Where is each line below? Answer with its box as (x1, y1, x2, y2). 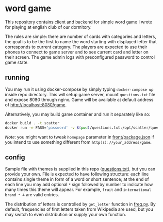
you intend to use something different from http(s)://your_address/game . (5, 139, 152, 145)
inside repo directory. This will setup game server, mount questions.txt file (5, 91, 156, 97)
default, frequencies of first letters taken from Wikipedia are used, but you (5, 206, 153, 212)
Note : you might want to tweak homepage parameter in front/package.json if (5, 134, 154, 140)
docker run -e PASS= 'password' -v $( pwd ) (5, 125, 90, 130)
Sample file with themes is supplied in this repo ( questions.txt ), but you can (5, 166, 156, 172)
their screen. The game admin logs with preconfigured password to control (5, 54, 155, 60)
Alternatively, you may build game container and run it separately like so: (5, 111, 150, 117)
